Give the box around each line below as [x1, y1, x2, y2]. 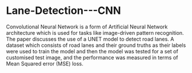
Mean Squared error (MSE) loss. [6, 60, 83, 67]
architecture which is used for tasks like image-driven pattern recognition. [6, 29, 184, 36]
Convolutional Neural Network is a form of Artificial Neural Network [6, 23, 168, 30]
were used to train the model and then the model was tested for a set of [6, 48, 179, 54]
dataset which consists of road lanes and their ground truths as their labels [6, 42, 186, 49]
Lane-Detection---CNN [6, 4, 121, 17]
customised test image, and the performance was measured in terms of [6, 54, 179, 61]
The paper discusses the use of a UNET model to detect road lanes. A [6, 35, 174, 42]
